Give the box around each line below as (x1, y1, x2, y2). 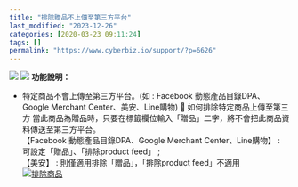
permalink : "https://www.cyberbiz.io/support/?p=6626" (9, 46, 217, 55)
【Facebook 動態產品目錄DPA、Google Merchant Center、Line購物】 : (21, 135, 280, 146)
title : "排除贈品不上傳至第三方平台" (9, 12, 132, 22)
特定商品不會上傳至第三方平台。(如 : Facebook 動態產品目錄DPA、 (21, 91, 265, 102)
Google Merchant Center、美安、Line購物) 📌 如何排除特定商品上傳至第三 (21, 102, 289, 112)
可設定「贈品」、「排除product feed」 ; (21, 146, 160, 157)
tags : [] (9, 37, 42, 47)
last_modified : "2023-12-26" (9, 21, 117, 30)
